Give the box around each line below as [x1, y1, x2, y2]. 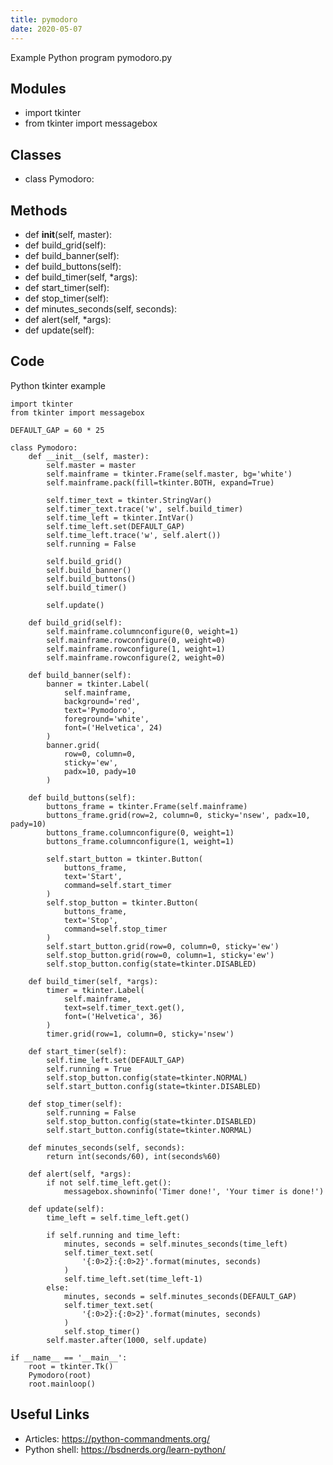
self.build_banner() [46, 565, 132, 575]
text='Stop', [63, 915, 118, 925]
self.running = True [46, 1064, 132, 1074]
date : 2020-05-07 [10, 24, 83, 34]
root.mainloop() [28, 1379, 97, 1389]
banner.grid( [46, 740, 101, 750]
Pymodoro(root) [28, 1370, 92, 1380]
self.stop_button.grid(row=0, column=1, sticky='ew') [46, 950, 275, 960]
